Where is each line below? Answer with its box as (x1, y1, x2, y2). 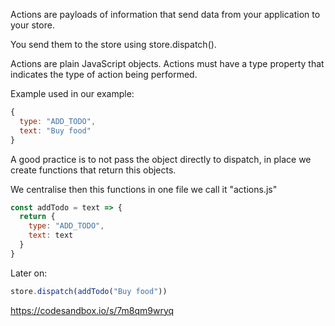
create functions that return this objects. (10, 164, 177, 176)
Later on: (10, 267, 48, 279)
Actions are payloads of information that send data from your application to (10, 9, 321, 20)
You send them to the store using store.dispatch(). (10, 39, 217, 50)
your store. (10, 19, 55, 31)
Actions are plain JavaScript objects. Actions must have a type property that (10, 58, 325, 69)
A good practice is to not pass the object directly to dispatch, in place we (10, 153, 312, 165)
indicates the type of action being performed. (10, 69, 198, 80)
